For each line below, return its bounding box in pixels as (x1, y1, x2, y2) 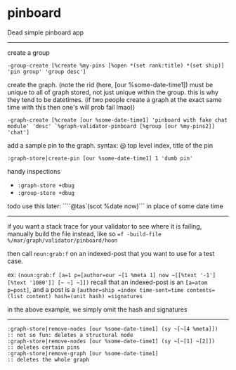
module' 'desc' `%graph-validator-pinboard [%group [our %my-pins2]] (7, 122, 216, 129)
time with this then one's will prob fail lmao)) (7, 103, 136, 111)
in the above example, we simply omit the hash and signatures (7, 305, 188, 314)
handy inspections (7, 167, 61, 175)
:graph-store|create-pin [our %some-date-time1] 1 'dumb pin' (7, 155, 193, 162)
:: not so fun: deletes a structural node (7, 331, 133, 338)
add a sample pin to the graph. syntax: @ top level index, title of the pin (7, 141, 214, 149)
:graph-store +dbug (17, 181, 75, 189)
